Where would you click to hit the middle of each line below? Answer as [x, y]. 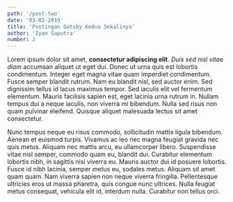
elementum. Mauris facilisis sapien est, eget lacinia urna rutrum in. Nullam [113, 96]
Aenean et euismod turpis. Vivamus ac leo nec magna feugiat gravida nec [113, 139]
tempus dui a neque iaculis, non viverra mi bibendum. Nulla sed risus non [112, 104]
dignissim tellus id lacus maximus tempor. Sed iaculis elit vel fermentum [110, 89]
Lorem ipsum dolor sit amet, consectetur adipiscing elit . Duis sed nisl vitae [115, 59]
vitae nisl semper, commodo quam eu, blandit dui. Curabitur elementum [110, 155]
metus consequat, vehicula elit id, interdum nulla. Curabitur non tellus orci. [114, 192]
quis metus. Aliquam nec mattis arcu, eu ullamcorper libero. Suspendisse [112, 147]
